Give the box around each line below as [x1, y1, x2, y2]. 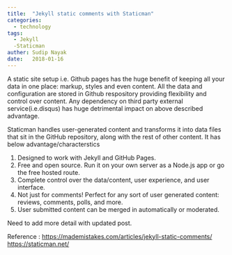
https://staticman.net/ [7, 240, 70, 248]
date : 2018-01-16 [7, 56, 64, 63]
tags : [7, 29, 23, 37]
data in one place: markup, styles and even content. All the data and [7, 82, 203, 91]
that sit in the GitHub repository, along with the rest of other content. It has [7, 132, 221, 141]
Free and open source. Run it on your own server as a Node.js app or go [17, 161, 225, 169]
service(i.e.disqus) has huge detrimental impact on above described [7, 104, 203, 112]
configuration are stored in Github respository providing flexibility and [7, 89, 207, 98]
